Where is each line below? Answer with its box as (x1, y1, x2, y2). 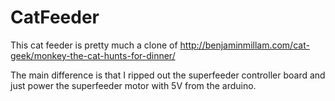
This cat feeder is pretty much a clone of (10, 39, 178, 51)
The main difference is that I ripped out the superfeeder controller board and (10, 69, 326, 81)
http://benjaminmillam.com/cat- (179, 39, 310, 51)
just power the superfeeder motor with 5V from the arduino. (10, 79, 257, 91)
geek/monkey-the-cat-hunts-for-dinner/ (10, 49, 176, 61)
